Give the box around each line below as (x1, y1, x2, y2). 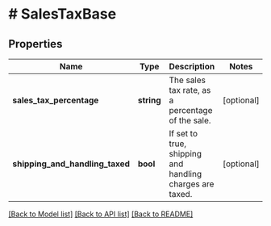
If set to (169, 128, 198, 139)
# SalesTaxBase (8, 5, 117, 23)
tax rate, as (169, 85, 211, 95)
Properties (8, 37, 63, 51)
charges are (169, 178, 215, 190)
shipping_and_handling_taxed (12, 158, 131, 169)
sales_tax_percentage (12, 94, 99, 106)
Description (169, 61, 215, 72)
